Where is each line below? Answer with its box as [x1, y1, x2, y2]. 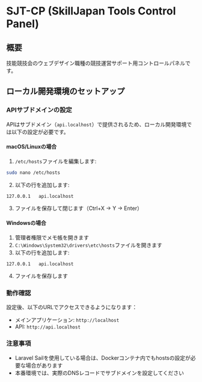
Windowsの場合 [6, 220, 46, 227]
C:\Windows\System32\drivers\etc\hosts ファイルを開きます [14, 241, 162, 248]
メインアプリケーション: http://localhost [14, 316, 120, 324]
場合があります [25, 362, 63, 369]
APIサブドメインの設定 [6, 106, 72, 114]
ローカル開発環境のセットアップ [6, 86, 125, 97]
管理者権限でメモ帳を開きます [14, 233, 89, 241]
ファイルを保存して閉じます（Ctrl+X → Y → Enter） [14, 205, 142, 212]
